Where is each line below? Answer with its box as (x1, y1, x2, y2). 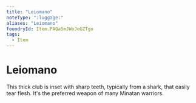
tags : (6, 32, 20, 38)
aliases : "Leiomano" (6, 20, 59, 26)
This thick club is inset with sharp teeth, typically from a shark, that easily (6, 83, 190, 90)
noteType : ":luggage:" (6, 15, 64, 21)
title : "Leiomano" (6, 8, 53, 15)
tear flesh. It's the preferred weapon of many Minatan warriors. (6, 89, 164, 97)
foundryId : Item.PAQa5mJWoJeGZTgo (6, 25, 94, 32)
